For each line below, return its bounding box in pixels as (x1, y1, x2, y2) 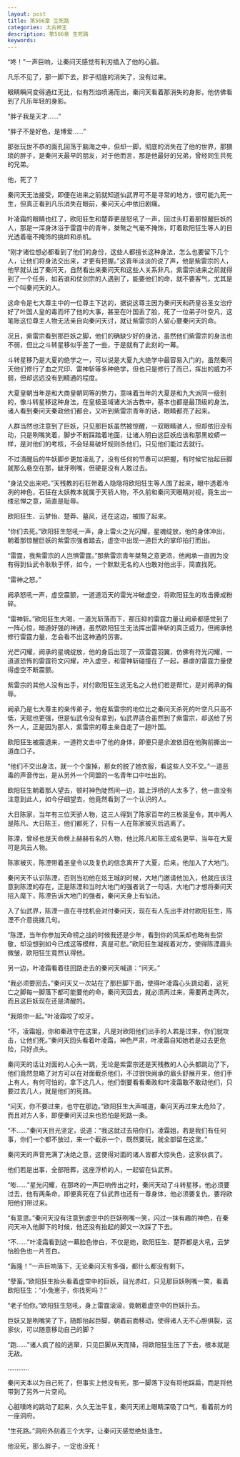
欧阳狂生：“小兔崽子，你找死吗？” (7, 1286, 107, 1295)
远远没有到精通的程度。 (31, 374, 101, 382)
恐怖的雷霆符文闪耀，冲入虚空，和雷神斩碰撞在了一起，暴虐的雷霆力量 (19, 656, 226, 665)
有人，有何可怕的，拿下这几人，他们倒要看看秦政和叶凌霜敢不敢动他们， (13, 1078, 226, 1086)
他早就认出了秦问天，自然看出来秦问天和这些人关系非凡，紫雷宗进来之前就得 (7, 266, 233, 274)
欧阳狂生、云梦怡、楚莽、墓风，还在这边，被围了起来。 (7, 512, 170, 521)
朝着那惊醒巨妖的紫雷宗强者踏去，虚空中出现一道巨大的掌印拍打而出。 (7, 536, 214, 545)
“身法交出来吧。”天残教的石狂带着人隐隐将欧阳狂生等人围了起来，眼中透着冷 (7, 479, 229, 488)
